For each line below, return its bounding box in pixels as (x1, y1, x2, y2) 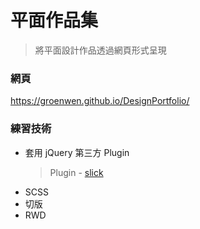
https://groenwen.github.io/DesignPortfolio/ (10, 95, 190, 107)
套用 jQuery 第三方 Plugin (24, 146, 130, 158)
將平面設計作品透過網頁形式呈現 (34, 44, 167, 56)
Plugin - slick (49, 166, 104, 178)
